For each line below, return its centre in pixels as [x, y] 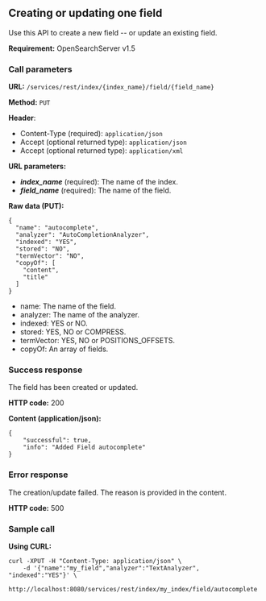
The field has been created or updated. [73, 388]
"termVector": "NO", [50, 256]
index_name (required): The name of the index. [99, 182]
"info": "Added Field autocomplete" [85, 448]
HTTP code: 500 [36, 508]
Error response [38, 475]
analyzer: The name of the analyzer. [79, 315]
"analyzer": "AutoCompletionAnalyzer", [83, 235]
